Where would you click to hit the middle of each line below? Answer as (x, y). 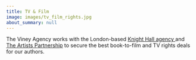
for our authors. (25, 52)
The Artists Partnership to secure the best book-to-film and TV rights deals (98, 45)
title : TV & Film (28, 11)
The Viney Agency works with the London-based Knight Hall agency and (95, 39)
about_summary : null (32, 22)
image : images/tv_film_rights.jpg (49, 17)
